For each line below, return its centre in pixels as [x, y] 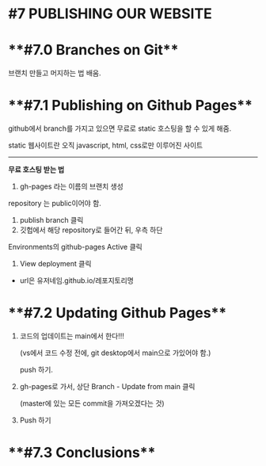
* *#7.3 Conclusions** [82, 453]
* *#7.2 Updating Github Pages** [118, 313]
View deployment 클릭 [55, 264]
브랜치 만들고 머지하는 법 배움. [55, 73]
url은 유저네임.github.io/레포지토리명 [77, 281]
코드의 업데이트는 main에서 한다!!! [72, 336]
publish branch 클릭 [51, 220]
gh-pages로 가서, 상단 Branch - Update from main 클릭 [107, 386]
